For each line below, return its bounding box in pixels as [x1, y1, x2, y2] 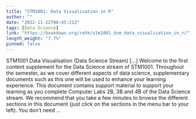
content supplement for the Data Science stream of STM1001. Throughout [6, 63, 184, 70]
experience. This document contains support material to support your [6, 82, 174, 89]
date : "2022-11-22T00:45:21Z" [6, 19, 80, 25]
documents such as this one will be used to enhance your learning [6, 75, 166, 82]
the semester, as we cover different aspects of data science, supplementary [6, 69, 190, 76]
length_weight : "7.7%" [6, 36, 61, 41]
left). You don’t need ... [6, 106, 61, 114]
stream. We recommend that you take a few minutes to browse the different [6, 94, 188, 101]
